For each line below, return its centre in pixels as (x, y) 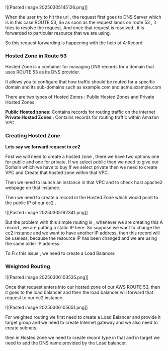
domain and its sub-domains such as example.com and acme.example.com (83, 87)
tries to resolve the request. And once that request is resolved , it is (75, 28)
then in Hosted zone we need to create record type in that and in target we (82, 337)
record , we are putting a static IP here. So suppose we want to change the (82, 227)
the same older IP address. (33, 243)
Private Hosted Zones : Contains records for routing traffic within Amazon (82, 117)
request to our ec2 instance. (34, 297)
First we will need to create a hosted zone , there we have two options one (82, 156)
